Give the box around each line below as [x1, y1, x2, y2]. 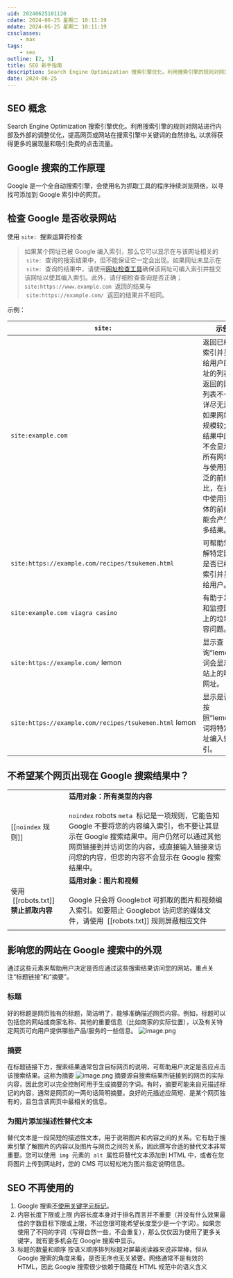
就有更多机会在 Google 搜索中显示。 [35, 1236, 139, 1245]
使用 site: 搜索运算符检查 [7, 232, 83, 241]
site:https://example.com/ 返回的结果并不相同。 [26, 290, 169, 299]
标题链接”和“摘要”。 [16, 973, 73, 981]
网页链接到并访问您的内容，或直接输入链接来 [69, 842, 215, 852]
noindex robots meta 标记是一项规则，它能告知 [69, 810, 220, 820]
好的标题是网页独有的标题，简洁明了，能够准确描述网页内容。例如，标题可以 [7, 1009, 226, 1017]
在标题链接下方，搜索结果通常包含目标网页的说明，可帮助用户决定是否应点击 [7, 1062, 226, 1071]
